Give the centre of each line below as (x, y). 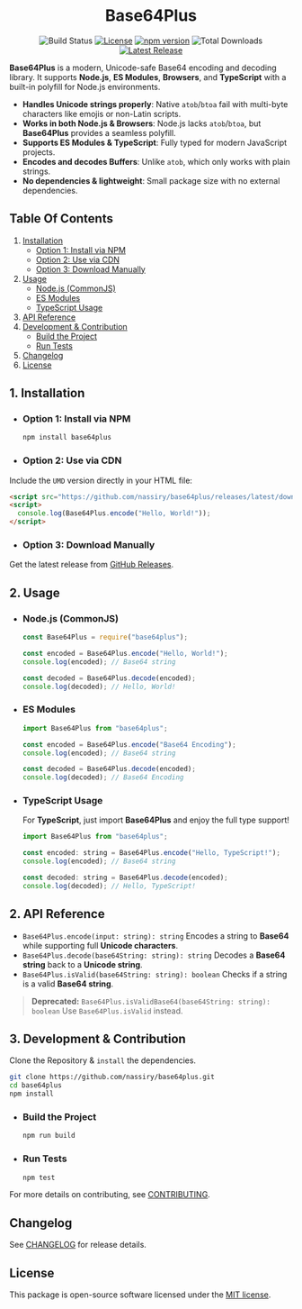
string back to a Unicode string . (82, 964)
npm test (39, 1177)
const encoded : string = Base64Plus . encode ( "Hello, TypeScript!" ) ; (151, 853)
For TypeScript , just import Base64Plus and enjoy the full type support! (156, 820)
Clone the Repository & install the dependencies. (102, 1060)
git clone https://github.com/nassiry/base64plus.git (112, 1077)
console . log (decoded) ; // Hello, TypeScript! (109, 886)
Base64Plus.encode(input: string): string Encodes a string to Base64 (155, 936)
